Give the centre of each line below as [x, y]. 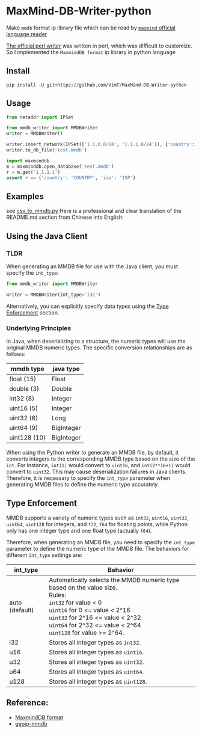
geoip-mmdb [31, 723]
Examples [25, 196]
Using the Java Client [47, 236]
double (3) [24, 388]
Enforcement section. [33, 312]
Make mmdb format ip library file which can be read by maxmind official [91, 28]
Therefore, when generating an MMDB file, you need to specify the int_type [101, 542]
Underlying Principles [39, 328]
